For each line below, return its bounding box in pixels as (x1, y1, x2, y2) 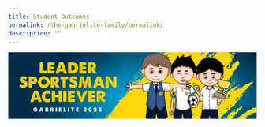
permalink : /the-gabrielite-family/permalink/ (8, 21, 164, 29)
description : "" (8, 29, 62, 37)
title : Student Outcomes (8, 13, 90, 21)
